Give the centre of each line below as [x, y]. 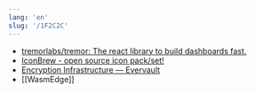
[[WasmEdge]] [48, 79]
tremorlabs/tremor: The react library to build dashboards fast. [134, 50]
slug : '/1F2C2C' [38, 26]
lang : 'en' [28, 17]
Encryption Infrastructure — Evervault [91, 70]
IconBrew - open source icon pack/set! [93, 60]
